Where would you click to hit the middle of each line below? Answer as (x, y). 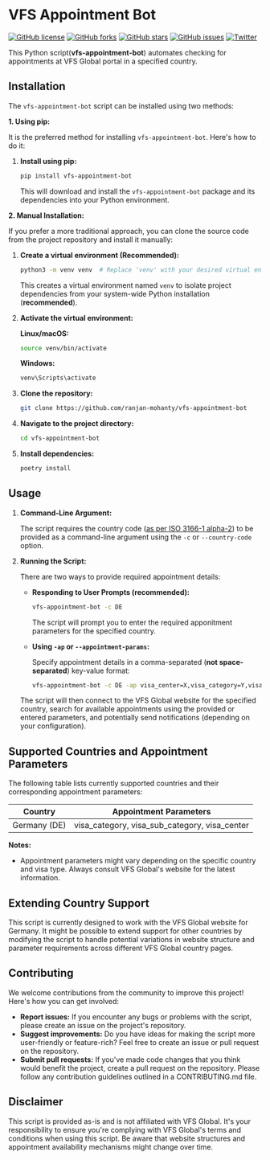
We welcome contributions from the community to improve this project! (126, 992)
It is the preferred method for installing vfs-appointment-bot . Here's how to (132, 137)
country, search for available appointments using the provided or (127, 709)
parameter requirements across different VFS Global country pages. (121, 948)
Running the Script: (53, 561)
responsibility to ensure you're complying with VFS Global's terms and (125, 1129)
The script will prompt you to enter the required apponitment (132, 622)
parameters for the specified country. (94, 631)
